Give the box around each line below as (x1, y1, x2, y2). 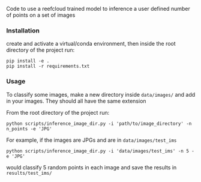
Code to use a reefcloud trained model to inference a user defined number (6, 5, 190, 12)
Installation (6, 26, 40, 35)
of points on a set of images (6, 11, 76, 19)
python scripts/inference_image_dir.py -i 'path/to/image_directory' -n (6, 120, 192, 127)
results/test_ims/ (6, 170, 52, 176)
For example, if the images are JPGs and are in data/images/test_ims (6, 136, 177, 144)
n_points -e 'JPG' (6, 126, 52, 132)
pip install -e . (6, 58, 50, 64)
